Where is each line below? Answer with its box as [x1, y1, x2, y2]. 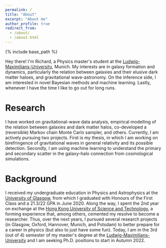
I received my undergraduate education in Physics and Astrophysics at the [5, 190, 158, 196]
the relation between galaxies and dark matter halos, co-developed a [5, 124, 147, 130]
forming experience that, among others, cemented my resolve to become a [5, 211, 160, 217]
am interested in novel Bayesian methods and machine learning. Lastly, [5, 79, 151, 85]
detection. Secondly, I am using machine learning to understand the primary [5, 145, 162, 151]
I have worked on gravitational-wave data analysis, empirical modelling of [5, 119, 157, 124]
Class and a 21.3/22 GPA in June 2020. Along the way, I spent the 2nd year [5, 200, 160, 206]
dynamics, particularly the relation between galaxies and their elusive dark [5, 69, 158, 75]
